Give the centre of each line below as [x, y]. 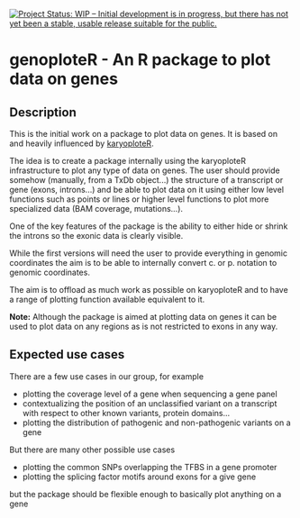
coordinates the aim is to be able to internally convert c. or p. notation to [143, 263]
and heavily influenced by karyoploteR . [82, 143]
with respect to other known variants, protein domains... [126, 413]
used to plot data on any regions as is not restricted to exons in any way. [144, 326]
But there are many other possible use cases [92, 450]
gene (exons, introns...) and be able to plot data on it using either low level [147, 190]
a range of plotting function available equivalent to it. [107, 299]
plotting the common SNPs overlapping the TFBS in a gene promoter [150, 467]
